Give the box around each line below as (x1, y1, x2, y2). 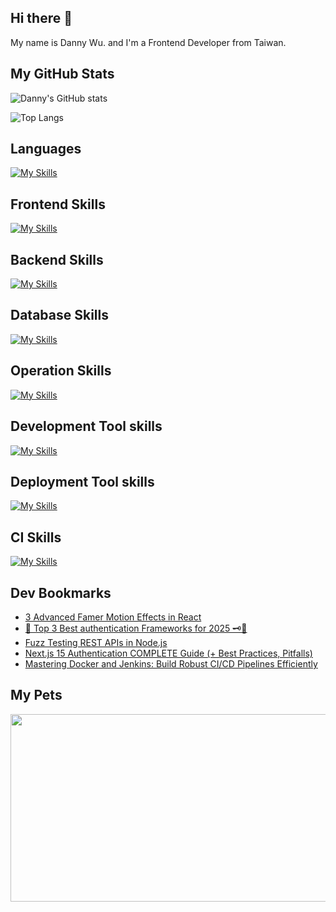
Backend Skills (10, 251, 104, 268)
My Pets (10, 687, 63, 704)
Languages (10, 141, 82, 158)
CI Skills (10, 529, 62, 546)
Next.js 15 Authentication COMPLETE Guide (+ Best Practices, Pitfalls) (24, 647, 313, 659)
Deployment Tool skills (10, 473, 155, 490)
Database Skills (10, 307, 109, 324)
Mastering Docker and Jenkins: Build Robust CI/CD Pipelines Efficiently (24, 657, 318, 670)
